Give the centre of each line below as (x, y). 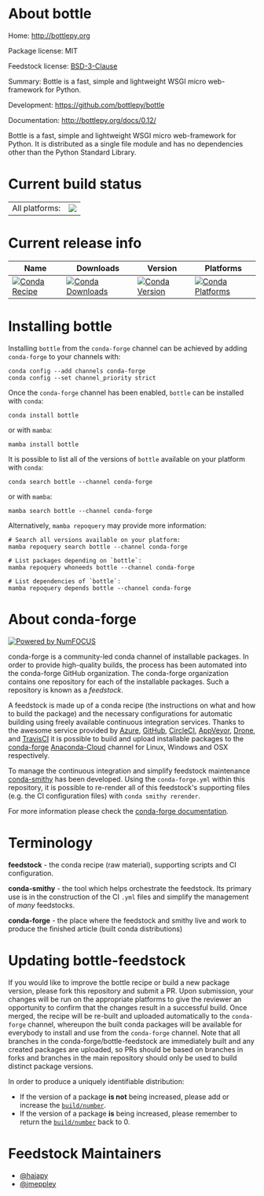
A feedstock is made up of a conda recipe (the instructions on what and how (132, 705)
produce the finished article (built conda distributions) (95, 929)
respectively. (29, 755)
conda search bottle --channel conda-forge (81, 481)
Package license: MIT (43, 50)
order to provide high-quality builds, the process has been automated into (128, 665)
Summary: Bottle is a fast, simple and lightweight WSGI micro (107, 81)
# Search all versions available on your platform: (94, 540)
